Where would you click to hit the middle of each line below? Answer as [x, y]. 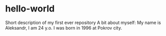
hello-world [30, 9]
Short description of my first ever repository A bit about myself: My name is [83, 22]
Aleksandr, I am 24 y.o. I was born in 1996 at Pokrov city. [64, 27]
